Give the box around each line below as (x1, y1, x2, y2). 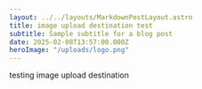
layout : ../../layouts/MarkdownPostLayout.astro (9, 12, 193, 22)
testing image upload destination (9, 70, 129, 80)
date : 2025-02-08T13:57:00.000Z (9, 37, 129, 47)
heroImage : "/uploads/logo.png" (9, 46, 129, 55)
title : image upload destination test (9, 21, 153, 30)
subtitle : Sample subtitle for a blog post (9, 29, 174, 38)
